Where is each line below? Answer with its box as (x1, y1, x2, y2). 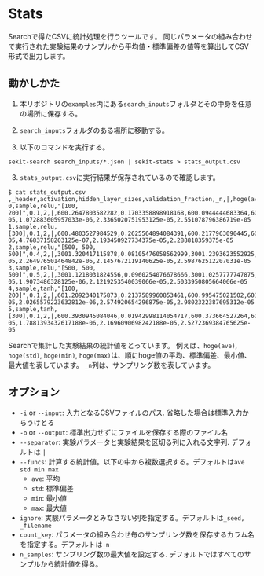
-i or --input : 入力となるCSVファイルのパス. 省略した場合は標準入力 (19, 408, 243, 417)
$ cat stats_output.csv (8, 188, 86, 196)
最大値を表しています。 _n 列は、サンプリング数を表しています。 (8, 360, 215, 369)
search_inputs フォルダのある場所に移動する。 (19, 125, 169, 134)
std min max (19, 465, 59, 474)
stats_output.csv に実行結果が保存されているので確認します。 (19, 172, 220, 182)
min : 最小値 (31, 493, 68, 503)
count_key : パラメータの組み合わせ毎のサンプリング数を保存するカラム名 (19, 530, 255, 539)
